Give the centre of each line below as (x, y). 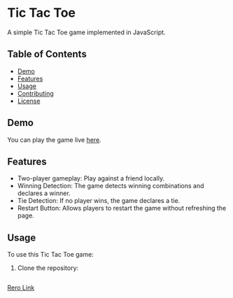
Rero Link (21, 288)
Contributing (35, 93)
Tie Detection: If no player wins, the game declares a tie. (99, 201)
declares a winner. (44, 193)
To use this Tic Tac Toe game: (51, 255)
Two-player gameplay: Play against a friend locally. (91, 178)
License (29, 101)
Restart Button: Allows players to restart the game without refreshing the (122, 208)
